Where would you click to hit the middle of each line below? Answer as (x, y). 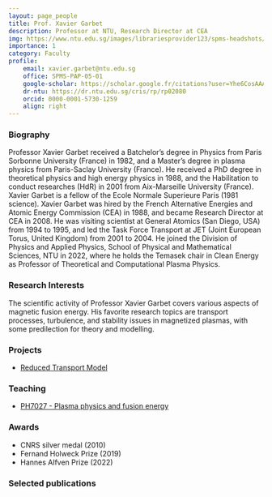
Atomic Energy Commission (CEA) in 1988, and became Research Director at (136, 212)
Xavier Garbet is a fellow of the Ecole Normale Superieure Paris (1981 (123, 195)
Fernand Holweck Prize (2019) (70, 453)
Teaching (27, 388)
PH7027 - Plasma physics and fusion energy (94, 406)
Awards (24, 427)
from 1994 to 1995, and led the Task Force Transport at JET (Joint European (135, 230)
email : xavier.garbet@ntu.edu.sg (79, 69)
